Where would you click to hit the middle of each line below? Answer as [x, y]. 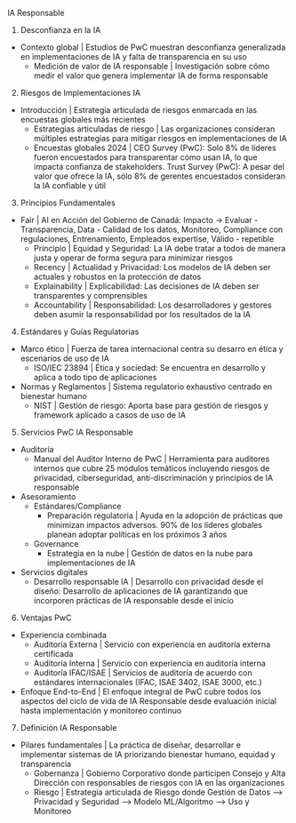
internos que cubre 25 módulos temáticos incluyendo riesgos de [152, 468]
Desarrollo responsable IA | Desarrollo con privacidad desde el [148, 582]
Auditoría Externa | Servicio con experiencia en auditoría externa [152, 644]
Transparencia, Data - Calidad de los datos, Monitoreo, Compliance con [152, 229]
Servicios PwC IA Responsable [76, 432]
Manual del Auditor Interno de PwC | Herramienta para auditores [152, 459]
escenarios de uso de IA [64, 358]
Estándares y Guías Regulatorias [80, 332]
